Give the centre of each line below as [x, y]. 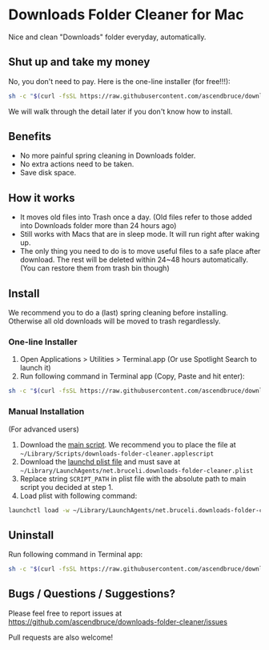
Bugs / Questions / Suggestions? [92, 594]
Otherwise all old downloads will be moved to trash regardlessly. [114, 321]
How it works [42, 198]
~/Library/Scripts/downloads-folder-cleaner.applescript [117, 454]
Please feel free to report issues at [65, 613]
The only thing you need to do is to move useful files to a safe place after [140, 251]
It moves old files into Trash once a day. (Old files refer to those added [136, 217]
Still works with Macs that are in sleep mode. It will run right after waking [140, 235]
